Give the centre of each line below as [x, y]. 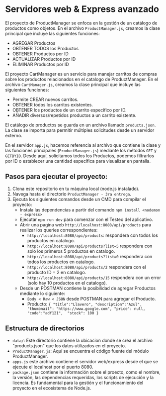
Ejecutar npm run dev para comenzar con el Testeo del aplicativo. [86, 219]
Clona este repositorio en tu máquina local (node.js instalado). [76, 189]
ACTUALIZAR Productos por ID [44, 59]
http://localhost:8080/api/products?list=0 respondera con [90, 256]
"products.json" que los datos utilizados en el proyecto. [69, 346]
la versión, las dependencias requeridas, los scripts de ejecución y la [83, 377]
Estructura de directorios [45, 329]
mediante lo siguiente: [42, 293]
